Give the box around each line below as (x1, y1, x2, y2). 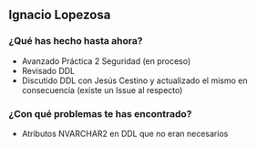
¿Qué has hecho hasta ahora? (8, 35, 143, 48)
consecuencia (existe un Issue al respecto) (21, 84, 183, 95)
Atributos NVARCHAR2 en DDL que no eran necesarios (21, 128, 229, 139)
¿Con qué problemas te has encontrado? (8, 107, 192, 120)
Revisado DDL (21, 65, 76, 76)
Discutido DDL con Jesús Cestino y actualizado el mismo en (21, 75, 248, 86)
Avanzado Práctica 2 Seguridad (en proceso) (21, 55, 191, 67)
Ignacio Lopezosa (8, 7, 111, 23)
